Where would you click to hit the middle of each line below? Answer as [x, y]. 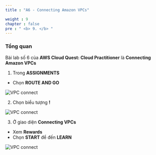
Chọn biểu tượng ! [31, 102]
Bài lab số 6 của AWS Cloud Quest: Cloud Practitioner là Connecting [78, 57]
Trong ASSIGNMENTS [36, 73]
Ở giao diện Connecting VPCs [44, 122]
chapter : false [22, 24]
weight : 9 [17, 19]
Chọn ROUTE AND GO [36, 82]
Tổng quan [19, 46]
